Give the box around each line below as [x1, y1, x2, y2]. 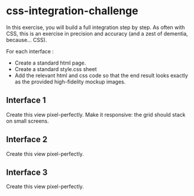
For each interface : [6, 47, 54, 54]
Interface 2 [6, 134, 48, 144]
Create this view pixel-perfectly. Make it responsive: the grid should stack [6, 111, 186, 118]
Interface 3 [6, 167, 48, 177]
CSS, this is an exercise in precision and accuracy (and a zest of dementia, [6, 30, 188, 37]
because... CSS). [6, 36, 47, 43]
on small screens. [6, 117, 49, 124]
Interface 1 [6, 95, 46, 105]
